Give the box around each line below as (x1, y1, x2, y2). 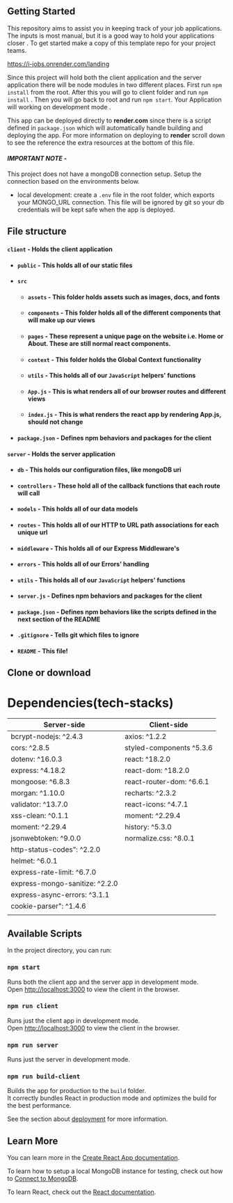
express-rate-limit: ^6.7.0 (10, 868, 97, 877)
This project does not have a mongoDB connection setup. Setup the (7, 170, 202, 178)
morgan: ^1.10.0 (10, 788, 65, 798)
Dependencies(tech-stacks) (7, 695, 174, 710)
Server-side (43, 720, 86, 730)
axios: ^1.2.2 (124, 732, 167, 742)
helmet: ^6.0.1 (10, 856, 58, 866)
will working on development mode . (7, 102, 111, 111)
